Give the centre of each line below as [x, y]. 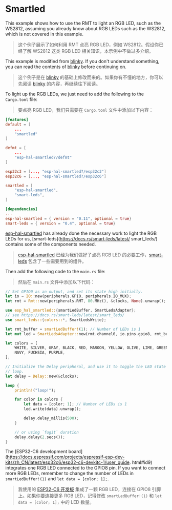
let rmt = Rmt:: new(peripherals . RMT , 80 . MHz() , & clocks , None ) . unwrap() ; [86, 301]
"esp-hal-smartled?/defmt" [43, 158]
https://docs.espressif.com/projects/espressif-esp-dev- [66, 457]
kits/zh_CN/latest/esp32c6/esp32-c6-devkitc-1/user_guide [67, 462]
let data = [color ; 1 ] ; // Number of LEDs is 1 [75, 404]
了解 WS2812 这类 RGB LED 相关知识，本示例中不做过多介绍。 [88, 51]
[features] [17, 119]
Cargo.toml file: [21, 99]
